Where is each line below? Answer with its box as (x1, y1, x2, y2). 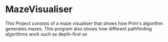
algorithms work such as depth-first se (5, 31, 88, 37)
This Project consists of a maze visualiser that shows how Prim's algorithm (5, 20, 163, 26)
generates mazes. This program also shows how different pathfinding (5, 25, 152, 31)
